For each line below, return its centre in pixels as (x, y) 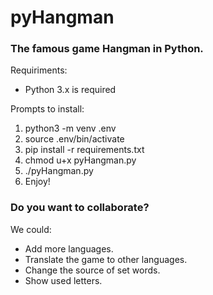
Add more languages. (69, 248)
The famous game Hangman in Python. (107, 49)
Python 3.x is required (70, 90)
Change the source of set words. (92, 270)
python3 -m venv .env (70, 128)
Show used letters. (63, 280)
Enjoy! (37, 182)
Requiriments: (39, 70)
